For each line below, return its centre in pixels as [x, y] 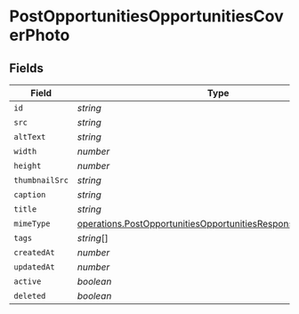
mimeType [32, 224]
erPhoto [40, 35]
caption [30, 194]
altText [30, 137]
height [28, 166]
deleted [30, 296]
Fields [27, 68]
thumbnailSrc [41, 180]
